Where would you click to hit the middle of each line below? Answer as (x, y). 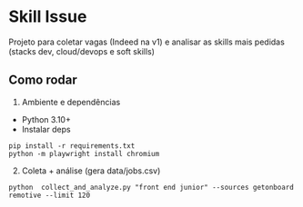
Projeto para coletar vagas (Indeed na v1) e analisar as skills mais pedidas (147, 42)
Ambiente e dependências (71, 102)
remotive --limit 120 (50, 195)
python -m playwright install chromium (84, 153)
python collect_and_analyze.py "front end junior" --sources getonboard (151, 187)
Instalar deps (46, 129)
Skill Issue (48, 17)
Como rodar (43, 80)
